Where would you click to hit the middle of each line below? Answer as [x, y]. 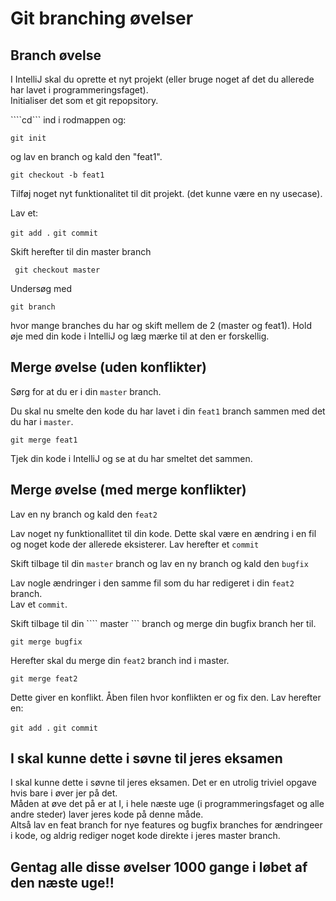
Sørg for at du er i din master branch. [86, 391]
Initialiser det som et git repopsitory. [84, 100]
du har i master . [42, 421]
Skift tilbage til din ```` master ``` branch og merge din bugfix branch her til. [163, 623]
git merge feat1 [44, 440]
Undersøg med [41, 288]
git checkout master [57, 270]
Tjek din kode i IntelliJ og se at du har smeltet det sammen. [131, 458]
